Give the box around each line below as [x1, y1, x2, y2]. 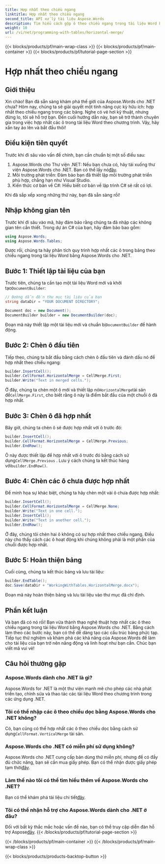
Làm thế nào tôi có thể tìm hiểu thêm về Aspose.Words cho [5, 777, 148, 784]
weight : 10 [5, 26, 27, 30]
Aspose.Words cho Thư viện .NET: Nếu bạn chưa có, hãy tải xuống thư [12, 161, 156, 167]
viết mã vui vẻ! [5, 645, 35, 651]
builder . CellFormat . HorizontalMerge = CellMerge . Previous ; [5, 439, 129, 444]
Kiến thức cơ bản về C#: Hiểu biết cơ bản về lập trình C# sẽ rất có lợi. [12, 182, 153, 188]
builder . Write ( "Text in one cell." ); [5, 508, 82, 514]
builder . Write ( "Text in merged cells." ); [5, 378, 91, 383]
